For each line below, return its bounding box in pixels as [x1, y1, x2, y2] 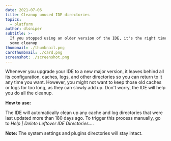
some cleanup [10, 41, 38, 46]
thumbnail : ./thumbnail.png [5, 45, 65, 50]
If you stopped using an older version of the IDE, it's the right [10, 36, 156, 41]
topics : [5, 17, 22, 22]
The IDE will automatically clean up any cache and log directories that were [5, 110, 163, 116]
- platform [10, 21, 33, 27]
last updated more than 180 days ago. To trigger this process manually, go [5, 115, 161, 121]
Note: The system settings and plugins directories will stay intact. [5, 130, 142, 136]
